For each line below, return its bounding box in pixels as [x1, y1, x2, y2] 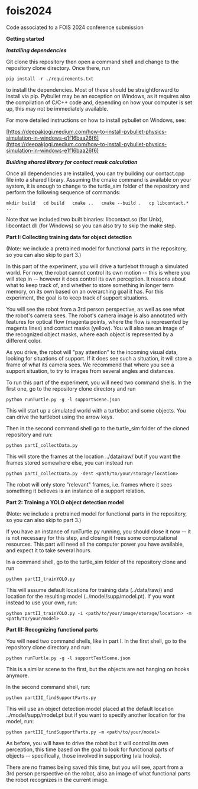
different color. [6, 337, 43, 344]
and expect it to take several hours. [6, 546, 92, 554]
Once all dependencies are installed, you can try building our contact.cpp [6, 170, 185, 177]
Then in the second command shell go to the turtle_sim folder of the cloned [6, 424, 190, 431]
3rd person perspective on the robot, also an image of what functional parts [6, 769, 191, 777]
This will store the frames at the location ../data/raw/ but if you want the [6, 453, 181, 460]
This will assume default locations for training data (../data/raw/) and [6, 586, 173, 593]
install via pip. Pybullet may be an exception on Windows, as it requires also [6, 92, 190, 99]
